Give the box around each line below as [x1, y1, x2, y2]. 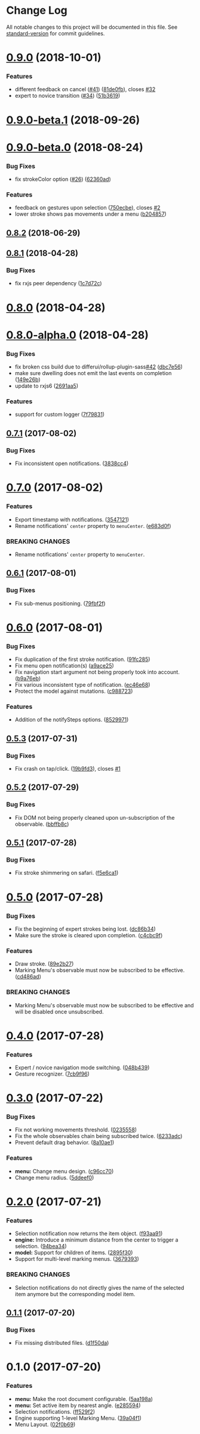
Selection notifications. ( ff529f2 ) [14, 1408, 96, 1415]
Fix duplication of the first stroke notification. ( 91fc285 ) [14, 656, 150, 663]
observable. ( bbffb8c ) [14, 820, 69, 828]
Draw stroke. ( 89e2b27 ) [14, 960, 74, 968]
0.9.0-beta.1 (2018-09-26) [6, 113, 140, 126]
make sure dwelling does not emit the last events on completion [14, 370, 172, 377]
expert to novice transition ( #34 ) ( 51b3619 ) [14, 92, 121, 99]
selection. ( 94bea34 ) [14, 1243, 67, 1250]
